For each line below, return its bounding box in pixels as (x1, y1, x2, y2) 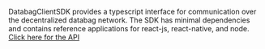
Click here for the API (8, 32, 79, 42)
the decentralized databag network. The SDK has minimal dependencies (8, 15, 250, 25)
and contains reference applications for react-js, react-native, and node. (8, 24, 250, 33)
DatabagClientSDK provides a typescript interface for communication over (8, 7, 257, 16)
